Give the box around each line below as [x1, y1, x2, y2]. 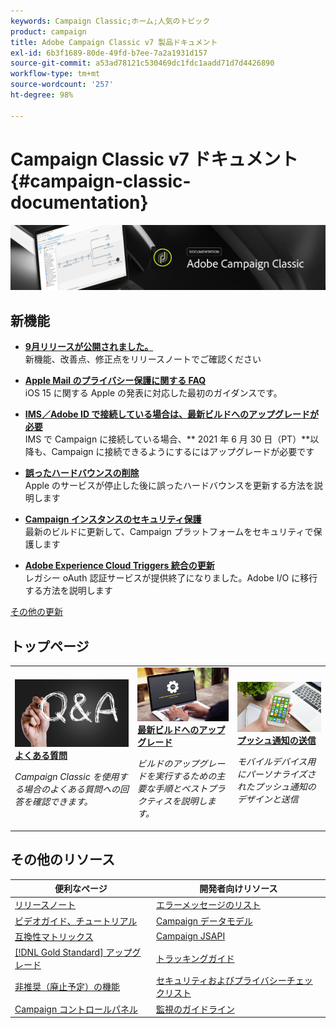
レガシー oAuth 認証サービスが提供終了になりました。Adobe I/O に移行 [24, 572, 318, 584]
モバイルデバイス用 [236, 755, 317, 767]
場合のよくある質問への [23, 783, 120, 795]
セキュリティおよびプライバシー [155, 975, 287, 987]
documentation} [10, 191, 149, 214]
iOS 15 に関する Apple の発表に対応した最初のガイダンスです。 [24, 387, 283, 399]
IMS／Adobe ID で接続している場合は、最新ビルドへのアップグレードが [24, 408, 319, 420]
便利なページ [54, 883, 108, 895]
